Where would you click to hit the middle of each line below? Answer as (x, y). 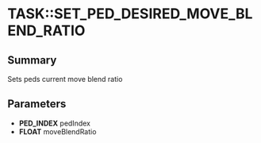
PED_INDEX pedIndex (54, 123)
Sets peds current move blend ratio (65, 79)
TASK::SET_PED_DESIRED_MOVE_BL (130, 14)
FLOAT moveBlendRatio (58, 131)
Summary (32, 60)
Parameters (37, 104)
